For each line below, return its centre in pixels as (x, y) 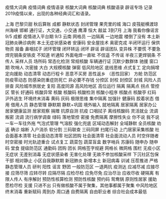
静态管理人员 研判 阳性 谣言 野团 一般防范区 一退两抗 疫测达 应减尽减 (75, 167)
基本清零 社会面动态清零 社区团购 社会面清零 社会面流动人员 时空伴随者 (86, 136)
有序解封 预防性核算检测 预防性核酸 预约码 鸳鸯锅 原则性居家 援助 (90, 179)
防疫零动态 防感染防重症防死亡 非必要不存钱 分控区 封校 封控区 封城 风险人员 (83, 80)
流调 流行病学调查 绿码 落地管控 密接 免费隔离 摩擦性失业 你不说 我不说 (87, 117)
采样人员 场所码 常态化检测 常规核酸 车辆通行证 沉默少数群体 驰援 (82, 61)
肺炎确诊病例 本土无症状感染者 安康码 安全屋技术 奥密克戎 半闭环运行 (80, 43)
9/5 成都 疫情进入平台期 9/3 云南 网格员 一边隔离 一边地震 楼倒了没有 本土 (81, 36)
